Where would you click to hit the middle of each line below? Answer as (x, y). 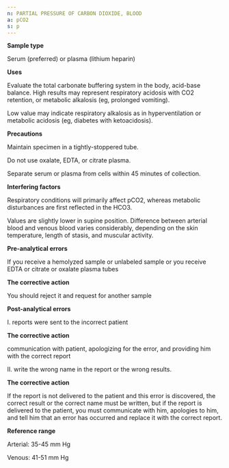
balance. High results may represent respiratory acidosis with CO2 (101, 93)
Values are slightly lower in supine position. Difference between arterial (107, 221)
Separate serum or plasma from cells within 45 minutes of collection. (104, 174)
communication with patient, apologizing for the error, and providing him (109, 349)
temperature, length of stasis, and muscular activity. (80, 235)
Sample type (26, 46)
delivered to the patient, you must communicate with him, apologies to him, (113, 410)
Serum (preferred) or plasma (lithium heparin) (71, 59)
